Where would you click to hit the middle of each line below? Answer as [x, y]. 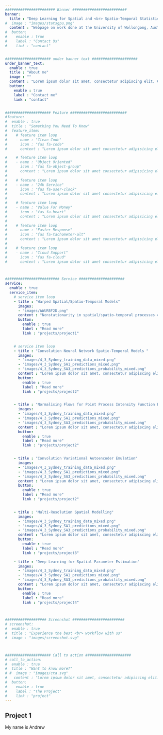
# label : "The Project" [33, 691]
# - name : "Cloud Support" [37, 253]
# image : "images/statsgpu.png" [40, 23]
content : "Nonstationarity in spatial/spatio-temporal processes [86, 315]
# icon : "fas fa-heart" [36, 212]
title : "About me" [29, 73]
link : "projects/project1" [51, 333]
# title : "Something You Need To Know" [48, 126]
